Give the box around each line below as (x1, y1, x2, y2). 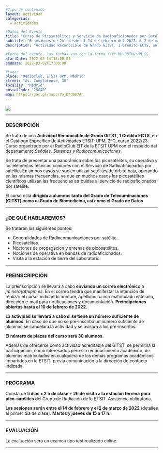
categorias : (5, 16, 30, 21)
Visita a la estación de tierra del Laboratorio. (12, 256, 101, 261)
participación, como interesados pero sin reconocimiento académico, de (5, 347, 150, 353)
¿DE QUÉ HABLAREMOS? (5, 214, 66, 221)
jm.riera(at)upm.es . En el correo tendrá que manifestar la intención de (5, 288, 145, 294)
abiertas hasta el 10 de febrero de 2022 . (5, 304, 88, 309)
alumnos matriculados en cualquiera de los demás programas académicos (5, 353, 154, 358)
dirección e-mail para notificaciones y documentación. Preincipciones (5, 299, 147, 305)
